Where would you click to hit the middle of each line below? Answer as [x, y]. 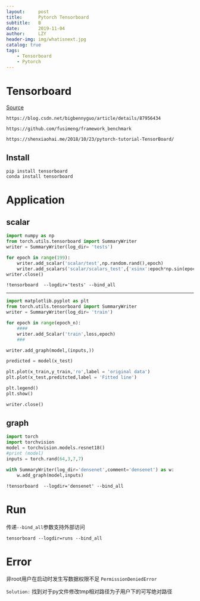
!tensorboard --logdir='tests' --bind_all [61, 285]
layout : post [28, 12]
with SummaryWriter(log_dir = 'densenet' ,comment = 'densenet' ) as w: [90, 470]
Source [15, 107]
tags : [13, 51]
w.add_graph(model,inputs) [50, 475]
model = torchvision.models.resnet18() [56, 448]
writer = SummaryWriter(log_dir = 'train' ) [60, 312]
